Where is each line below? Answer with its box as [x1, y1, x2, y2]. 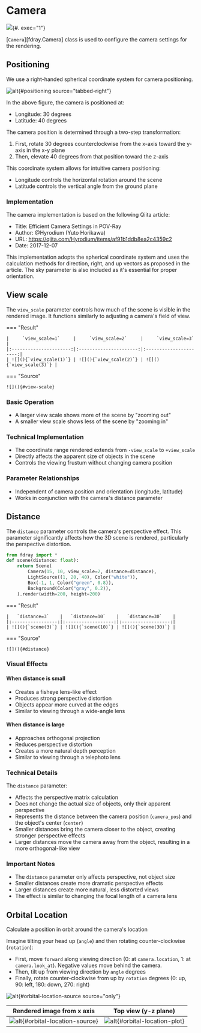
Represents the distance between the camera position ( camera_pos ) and [14, 813, 192, 820]
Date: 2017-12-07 [14, 242, 58, 249]
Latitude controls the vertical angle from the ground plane [14, 182, 158, 190]
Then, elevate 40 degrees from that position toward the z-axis [14, 152, 169, 160]
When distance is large [6, 721, 65, 728]
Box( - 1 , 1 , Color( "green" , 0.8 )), [28, 580, 114, 586]
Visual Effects [6, 660, 48, 668]
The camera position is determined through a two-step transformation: [6, 128, 181, 136]
